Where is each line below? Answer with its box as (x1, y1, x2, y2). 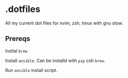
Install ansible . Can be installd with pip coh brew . (5, 57, 106, 63)
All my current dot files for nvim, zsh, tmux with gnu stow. (5, 20, 124, 26)
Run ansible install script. (5, 67, 58, 73)
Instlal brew (5, 47, 28, 53)
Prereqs (5, 34, 30, 43)
